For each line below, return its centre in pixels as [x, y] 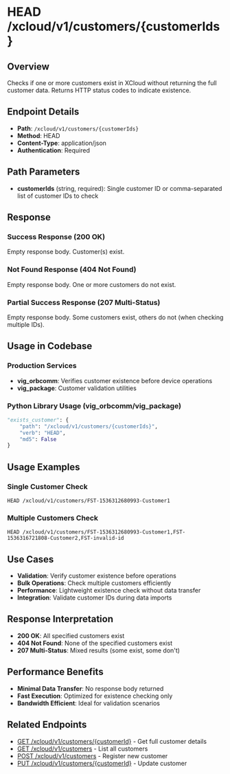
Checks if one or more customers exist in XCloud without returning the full [112, 83]
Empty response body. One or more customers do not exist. [92, 284]
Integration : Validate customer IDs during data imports [94, 597]
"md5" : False [38, 439]
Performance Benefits [56, 672]
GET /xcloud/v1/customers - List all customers [82, 749]
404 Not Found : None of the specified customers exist [95, 643]
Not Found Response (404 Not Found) [72, 270]
